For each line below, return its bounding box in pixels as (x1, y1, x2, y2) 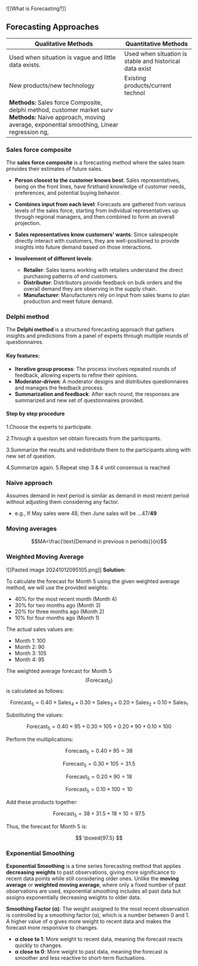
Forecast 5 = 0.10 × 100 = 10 (65, 786, 133, 794)
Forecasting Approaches (6, 22, 99, 32)
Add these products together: (6, 799, 78, 806)
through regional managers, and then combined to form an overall (14, 213, 175, 220)
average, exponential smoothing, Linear (9, 121, 119, 129)
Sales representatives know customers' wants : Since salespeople (14, 231, 179, 238)
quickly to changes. (14, 942, 63, 949)
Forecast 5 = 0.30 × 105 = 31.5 (62, 760, 136, 769)
